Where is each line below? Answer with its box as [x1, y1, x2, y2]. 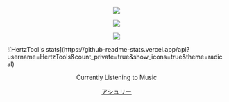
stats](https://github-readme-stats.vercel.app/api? [45, 45, 190, 53]
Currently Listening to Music [76, 73, 158, 81]
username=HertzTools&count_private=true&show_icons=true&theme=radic [7, 52, 223, 61]
